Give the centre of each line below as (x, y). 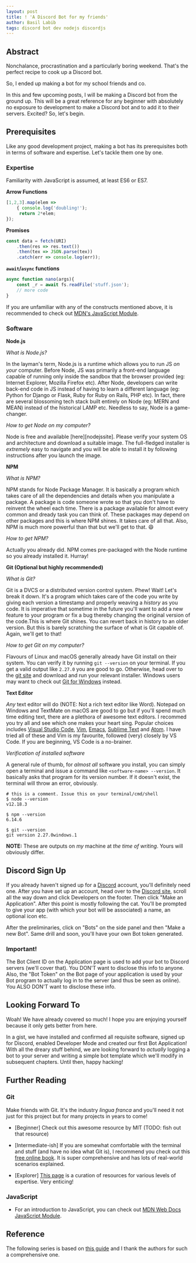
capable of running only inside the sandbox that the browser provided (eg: (96, 376)
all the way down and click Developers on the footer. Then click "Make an (94, 897)
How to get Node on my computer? (48, 425)
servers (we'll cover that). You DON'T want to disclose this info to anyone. (95, 968)
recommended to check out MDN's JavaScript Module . (73, 313)
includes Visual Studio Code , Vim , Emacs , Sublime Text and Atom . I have (94, 729)
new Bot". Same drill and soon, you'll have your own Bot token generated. (94, 933)
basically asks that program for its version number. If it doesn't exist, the (93, 777)
